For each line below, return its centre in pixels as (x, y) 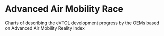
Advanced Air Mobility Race (64, 9)
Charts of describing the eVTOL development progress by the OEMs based (82, 23)
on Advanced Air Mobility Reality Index (45, 28)
